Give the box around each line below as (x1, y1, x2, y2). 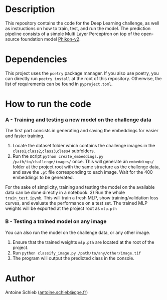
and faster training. (5, 133, 45, 139)
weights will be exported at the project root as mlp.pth (5, 205, 117, 211)
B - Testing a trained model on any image (5, 218, 107, 225)
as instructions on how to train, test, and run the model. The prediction (5, 25, 151, 31)
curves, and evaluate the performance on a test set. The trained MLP (5, 200, 148, 206)
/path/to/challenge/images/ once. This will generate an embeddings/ (12, 159, 154, 165)
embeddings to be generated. (12, 174, 74, 181)
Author (5, 272, 35, 284)
